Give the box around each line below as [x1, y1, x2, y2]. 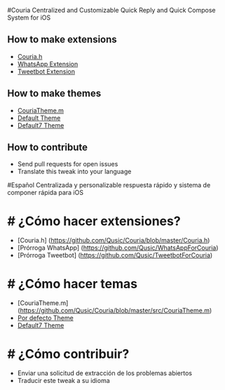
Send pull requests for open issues [17, 160, 118, 168]
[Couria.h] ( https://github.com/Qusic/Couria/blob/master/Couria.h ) [17, 236, 210, 245]
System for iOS [7, 13, 51, 22]
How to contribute [7, 142, 88, 154]
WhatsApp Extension [17, 60, 79, 68]
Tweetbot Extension [17, 67, 76, 76]
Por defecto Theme [17, 314, 74, 322]
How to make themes [7, 88, 102, 100]
